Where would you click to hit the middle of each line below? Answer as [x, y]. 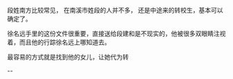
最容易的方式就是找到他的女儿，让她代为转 [68, 57]
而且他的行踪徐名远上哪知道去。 [65, 42]
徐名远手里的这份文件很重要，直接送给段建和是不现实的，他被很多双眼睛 [110, 34]
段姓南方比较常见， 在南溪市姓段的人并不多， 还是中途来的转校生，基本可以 [115, 10]
